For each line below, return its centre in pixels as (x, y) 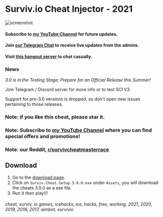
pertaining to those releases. (34, 104)
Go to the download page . (39, 177)
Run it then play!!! (30, 193)
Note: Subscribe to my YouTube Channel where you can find (79, 130)
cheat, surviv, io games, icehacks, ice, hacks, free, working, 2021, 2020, (79, 204)
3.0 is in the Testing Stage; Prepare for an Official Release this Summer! (78, 80)
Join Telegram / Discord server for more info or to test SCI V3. (68, 90)
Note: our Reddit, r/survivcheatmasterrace (57, 150)
